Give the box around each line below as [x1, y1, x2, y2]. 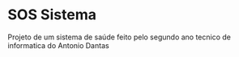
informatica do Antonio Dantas [7, 40, 110, 50]
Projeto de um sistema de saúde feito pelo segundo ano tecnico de [7, 32, 232, 42]
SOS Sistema [7, 6, 96, 24]
